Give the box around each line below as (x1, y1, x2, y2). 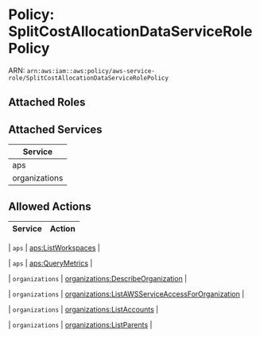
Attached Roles (8, 95, 86, 109)
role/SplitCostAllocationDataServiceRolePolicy (8, 74, 169, 82)
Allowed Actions (8, 199, 91, 213)
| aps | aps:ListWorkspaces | (8, 242, 101, 252)
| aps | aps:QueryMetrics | (8, 258, 93, 268)
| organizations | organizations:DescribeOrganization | (8, 273, 188, 283)
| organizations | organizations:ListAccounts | (8, 304, 159, 314)
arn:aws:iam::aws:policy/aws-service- (26, 67, 155, 75)
